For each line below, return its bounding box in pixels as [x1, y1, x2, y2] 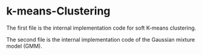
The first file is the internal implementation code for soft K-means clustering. [6, 24, 197, 31]
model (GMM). [6, 42, 42, 50]
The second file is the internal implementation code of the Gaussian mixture [6, 36, 195, 43]
